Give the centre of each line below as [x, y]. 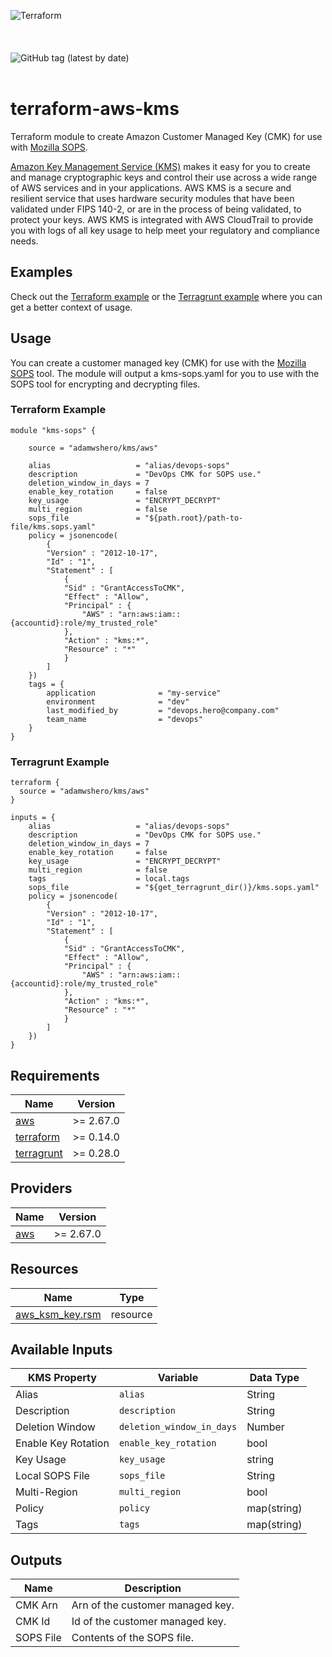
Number [265, 1427]
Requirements [55, 1075]
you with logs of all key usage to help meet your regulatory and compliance [165, 230]
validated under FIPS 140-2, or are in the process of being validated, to [156, 209]
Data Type [274, 1378]
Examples [41, 272]
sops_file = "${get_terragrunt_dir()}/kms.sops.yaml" [174, 888]
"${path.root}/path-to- [194, 518]
